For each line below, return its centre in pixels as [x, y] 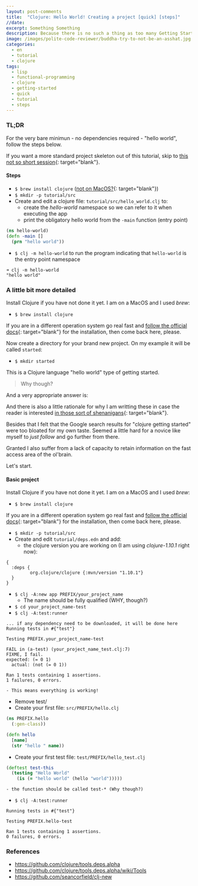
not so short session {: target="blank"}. [53, 162]
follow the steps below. [34, 144]
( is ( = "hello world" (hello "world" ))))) [70, 779]
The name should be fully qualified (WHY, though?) [86, 600]
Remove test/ [31, 702]
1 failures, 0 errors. [34, 680]
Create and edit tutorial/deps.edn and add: [68, 539]
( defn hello [21, 735]
